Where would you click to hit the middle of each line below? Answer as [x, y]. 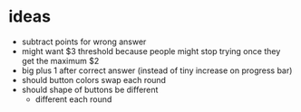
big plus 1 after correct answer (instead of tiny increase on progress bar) [157, 70]
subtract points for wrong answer [84, 42]
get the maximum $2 [60, 61]
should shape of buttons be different [90, 89]
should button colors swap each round [94, 79]
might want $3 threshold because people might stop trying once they [151, 51]
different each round [73, 99]
